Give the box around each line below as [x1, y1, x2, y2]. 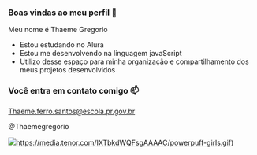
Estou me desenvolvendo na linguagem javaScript [19, 49, 183, 58]
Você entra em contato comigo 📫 [8, 86, 140, 97]
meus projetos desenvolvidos [19, 65, 116, 75]
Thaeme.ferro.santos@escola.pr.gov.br [8, 106, 136, 116]
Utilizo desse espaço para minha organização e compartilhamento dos [19, 57, 250, 66]
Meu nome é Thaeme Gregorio [8, 25, 108, 35]
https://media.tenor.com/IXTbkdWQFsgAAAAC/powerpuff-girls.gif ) [16, 138, 234, 147]
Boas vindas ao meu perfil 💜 [8, 7, 117, 18]
